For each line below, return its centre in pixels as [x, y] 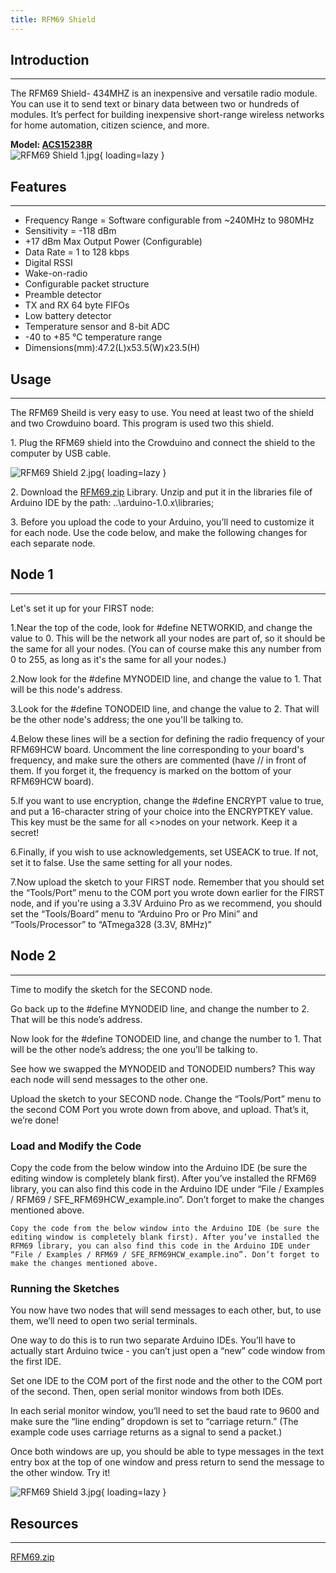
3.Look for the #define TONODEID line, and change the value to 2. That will [165, 708]
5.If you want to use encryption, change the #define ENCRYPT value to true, [167, 800]
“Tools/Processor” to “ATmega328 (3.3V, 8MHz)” [111, 924]
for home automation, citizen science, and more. [110, 125]
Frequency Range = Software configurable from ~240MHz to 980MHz [169, 220]
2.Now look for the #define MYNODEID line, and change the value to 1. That [166, 678]
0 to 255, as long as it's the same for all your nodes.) [118, 659]
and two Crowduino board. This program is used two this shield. [142, 423]
